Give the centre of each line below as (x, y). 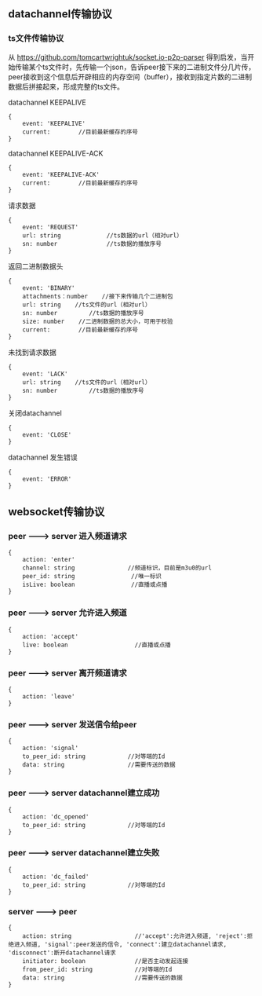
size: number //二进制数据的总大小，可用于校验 (98, 321)
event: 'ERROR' (47, 479)
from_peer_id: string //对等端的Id (97, 970)
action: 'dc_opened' (56, 817)
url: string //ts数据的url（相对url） (102, 235)
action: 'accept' (51, 636)
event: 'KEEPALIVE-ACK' (61, 174)
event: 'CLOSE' (47, 434)
